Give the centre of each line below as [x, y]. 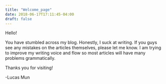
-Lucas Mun [18, 78]
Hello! [11, 33]
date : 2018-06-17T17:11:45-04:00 [40, 14]
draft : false [19, 19]
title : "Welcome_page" [28, 10]
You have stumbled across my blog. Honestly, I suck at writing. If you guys [81, 42]
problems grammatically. [30, 58]
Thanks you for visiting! [29, 68]
